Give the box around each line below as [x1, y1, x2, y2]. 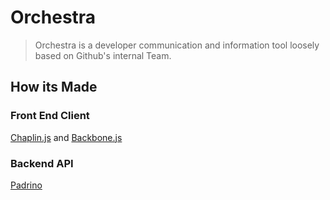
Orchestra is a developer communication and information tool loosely [34, 39, 320, 51]
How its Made [10, 79, 98, 96]
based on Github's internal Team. [34, 49, 172, 61]
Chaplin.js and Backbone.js [10, 131, 123, 143]
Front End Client [10, 109, 90, 123]
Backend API [10, 156, 74, 170]
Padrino [10, 179, 43, 191]
